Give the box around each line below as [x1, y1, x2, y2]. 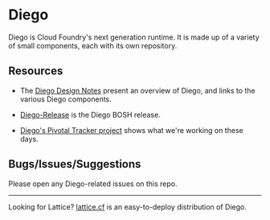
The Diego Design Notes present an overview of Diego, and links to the [19, 85, 256, 95]
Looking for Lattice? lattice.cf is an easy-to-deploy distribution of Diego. [8, 201, 247, 211]
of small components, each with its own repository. [8, 40, 178, 50]
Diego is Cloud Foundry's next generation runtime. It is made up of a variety [8, 32, 260, 42]
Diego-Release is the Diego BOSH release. [19, 110, 161, 119]
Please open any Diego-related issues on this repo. [8, 179, 178, 189]
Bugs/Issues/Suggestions [8, 157, 141, 171]
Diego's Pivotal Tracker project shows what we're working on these [19, 125, 243, 135]
